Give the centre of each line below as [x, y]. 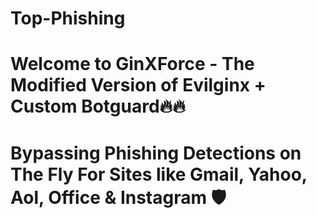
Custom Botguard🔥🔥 [98, 106]
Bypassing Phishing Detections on [156, 153]
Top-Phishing [68, 18]
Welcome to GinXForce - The [132, 64]
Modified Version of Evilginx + [138, 85]
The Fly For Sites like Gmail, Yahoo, [159, 174]
